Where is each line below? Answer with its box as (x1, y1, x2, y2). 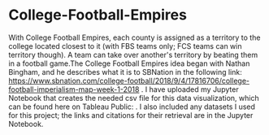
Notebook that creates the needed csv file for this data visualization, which (8, 93, 259, 102)
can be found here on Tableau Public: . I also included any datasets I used (8, 102, 256, 111)
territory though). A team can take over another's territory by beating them (8, 50, 258, 59)
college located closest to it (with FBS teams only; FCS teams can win (8, 41, 242, 50)
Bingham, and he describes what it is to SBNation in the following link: (8, 67, 242, 76)
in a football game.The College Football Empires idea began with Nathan (8, 59, 250, 68)
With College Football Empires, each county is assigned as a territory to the (8, 33, 261, 42)
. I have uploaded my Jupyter (141, 84, 239, 94)
